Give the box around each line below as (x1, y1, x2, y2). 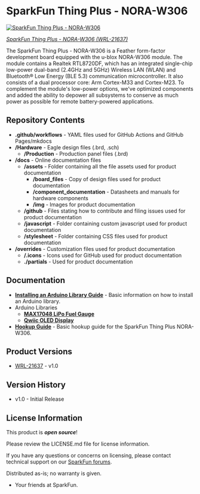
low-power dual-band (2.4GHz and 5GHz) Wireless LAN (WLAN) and (6, 66, 176, 73)
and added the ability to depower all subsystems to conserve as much (6, 91, 179, 99)
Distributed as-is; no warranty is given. (6, 470, 102, 477)
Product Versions (6, 346, 73, 357)
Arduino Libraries (14, 303, 58, 311)
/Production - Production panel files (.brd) (23, 150, 128, 157)
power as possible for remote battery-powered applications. (6, 97, 154, 105)
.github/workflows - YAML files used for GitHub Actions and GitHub (14, 131, 184, 138)
